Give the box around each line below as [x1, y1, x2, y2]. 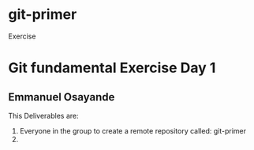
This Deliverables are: [8, 111, 79, 120]
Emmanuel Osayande [8, 90, 115, 104]
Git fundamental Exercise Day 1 [8, 59, 216, 77]
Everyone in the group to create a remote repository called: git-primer [19, 126, 247, 135]
